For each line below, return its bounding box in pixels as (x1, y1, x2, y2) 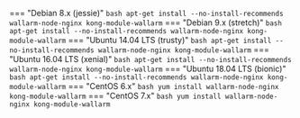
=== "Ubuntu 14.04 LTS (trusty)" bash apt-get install (68, 35, 272, 45)
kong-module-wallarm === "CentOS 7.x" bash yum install (9, 90, 222, 101)
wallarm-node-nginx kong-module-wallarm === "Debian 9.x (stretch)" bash (9, 17, 282, 28)
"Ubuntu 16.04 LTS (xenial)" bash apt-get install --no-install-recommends (9, 54, 292, 64)
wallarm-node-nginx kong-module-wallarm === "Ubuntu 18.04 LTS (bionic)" (9, 63, 286, 74)
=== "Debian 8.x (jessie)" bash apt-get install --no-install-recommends (9, 8, 284, 18)
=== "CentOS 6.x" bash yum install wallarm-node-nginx (68, 81, 279, 91)
